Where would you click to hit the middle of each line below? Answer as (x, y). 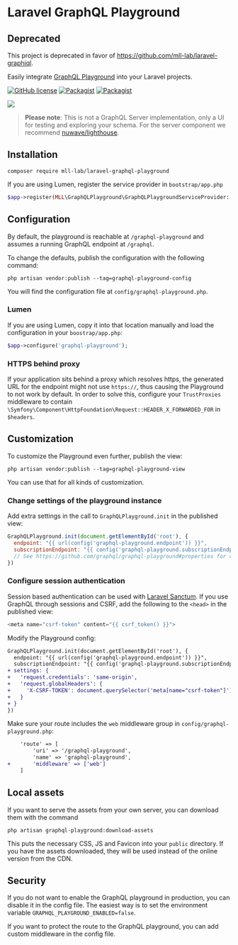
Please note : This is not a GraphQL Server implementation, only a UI (124, 117)
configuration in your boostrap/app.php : (65, 332)
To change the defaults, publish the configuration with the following (106, 258)
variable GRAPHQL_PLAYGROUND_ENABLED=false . (72, 913)
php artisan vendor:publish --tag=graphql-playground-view (96, 469)
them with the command (43, 817)
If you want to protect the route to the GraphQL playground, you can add (113, 927)
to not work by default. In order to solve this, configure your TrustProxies (114, 394)
